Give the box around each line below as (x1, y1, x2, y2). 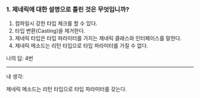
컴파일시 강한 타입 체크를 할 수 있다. (14, 20, 98, 27)
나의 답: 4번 (6, 55, 34, 62)
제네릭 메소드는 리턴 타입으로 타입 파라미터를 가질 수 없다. (14, 42, 149, 49)
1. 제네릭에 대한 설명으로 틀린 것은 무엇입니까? (6, 5, 130, 13)
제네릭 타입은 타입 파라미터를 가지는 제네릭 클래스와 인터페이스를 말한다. (14, 34, 182, 42)
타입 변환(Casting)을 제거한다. (14, 27, 86, 34)
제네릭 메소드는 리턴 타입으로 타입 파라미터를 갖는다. (6, 86, 127, 93)
